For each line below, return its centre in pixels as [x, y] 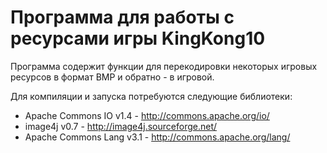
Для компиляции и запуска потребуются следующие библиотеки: [151, 96]
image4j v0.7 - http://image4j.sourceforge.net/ [121, 126]
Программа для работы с [122, 17]
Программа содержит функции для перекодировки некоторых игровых [164, 66]
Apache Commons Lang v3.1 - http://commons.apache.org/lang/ [157, 137]
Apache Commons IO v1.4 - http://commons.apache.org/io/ [147, 115]
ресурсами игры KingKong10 [138, 38]
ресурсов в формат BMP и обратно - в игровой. [112, 77]
